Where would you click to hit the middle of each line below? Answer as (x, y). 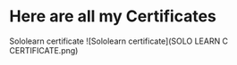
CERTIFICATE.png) (44, 50)
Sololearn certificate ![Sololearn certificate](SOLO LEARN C (119, 41)
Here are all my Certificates (113, 16)
